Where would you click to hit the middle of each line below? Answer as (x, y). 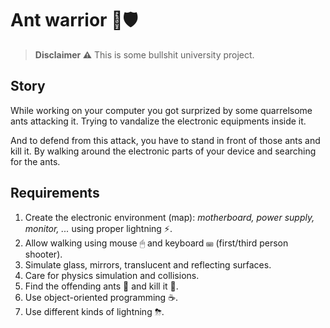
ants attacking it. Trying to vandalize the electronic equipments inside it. (158, 121)
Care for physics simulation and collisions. (112, 275)
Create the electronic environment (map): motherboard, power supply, (169, 217)
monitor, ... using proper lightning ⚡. (98, 228)
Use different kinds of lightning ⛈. (94, 311)
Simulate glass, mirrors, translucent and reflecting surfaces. (148, 264)
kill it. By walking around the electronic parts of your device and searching (163, 151)
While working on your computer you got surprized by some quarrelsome (161, 110)
